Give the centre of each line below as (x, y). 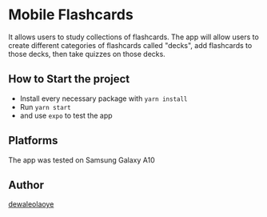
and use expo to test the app (66, 115)
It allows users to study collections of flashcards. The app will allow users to (134, 37)
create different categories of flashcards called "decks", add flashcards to (130, 45)
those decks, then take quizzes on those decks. (87, 54)
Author (26, 185)
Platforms (33, 141)
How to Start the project (69, 79)
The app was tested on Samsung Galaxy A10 (82, 160)
